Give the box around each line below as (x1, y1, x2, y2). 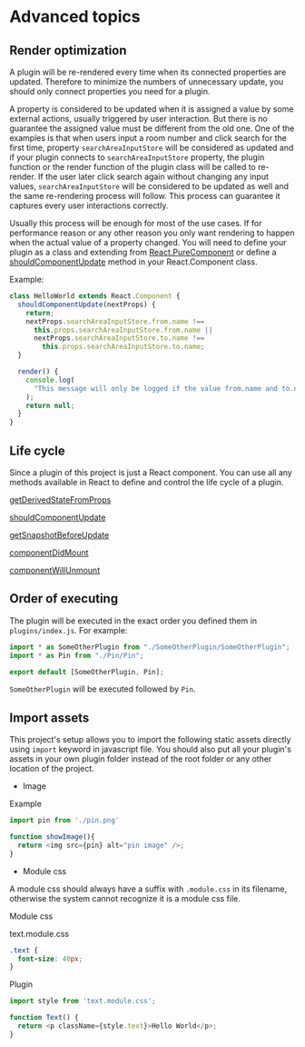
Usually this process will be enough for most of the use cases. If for (9, 218, 262, 228)
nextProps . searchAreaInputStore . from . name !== (25, 316, 205, 326)
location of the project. (9, 763, 94, 774)
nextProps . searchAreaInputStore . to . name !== (33, 334, 205, 343)
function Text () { (9, 1013, 79, 1022)
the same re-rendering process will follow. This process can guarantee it (9, 191, 280, 201)
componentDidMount (9, 547, 89, 558)
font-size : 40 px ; (17, 954, 84, 963)
